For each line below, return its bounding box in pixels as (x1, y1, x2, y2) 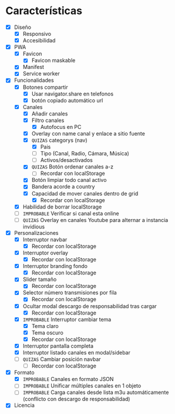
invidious (22, 223, 45, 230)
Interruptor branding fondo (22, 263, 88, 270)
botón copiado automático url (31, 97, 103, 104)
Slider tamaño (22, 276, 57, 283)
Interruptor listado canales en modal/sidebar (22, 349, 130, 356)
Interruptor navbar (22, 236, 68, 243)
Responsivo (22, 31, 51, 37)
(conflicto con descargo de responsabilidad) (22, 396, 130, 403)
